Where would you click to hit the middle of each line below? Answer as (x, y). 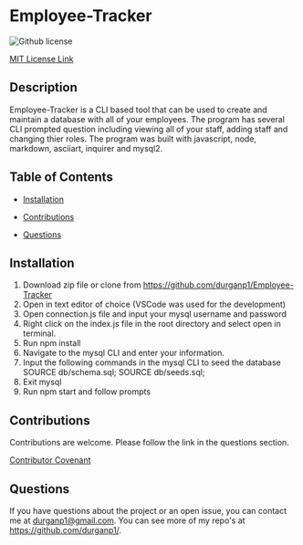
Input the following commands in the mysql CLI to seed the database (151, 362)
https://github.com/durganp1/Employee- (218, 285)
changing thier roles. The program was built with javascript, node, (133, 139)
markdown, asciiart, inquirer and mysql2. (86, 148)
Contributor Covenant (50, 460)
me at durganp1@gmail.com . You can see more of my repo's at (127, 520)
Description (43, 88)
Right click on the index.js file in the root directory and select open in (151, 324)
